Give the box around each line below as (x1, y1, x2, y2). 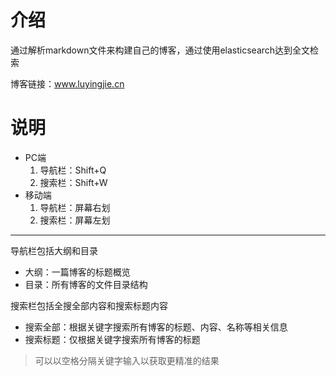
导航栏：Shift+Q (39, 164, 107, 176)
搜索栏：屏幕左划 (39, 214, 111, 226)
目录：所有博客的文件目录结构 (24, 278, 148, 290)
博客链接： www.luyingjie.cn (10, 77, 125, 90)
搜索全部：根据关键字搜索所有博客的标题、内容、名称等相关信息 (24, 321, 288, 333)
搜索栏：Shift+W (39, 176, 108, 188)
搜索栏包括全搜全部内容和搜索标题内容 (10, 299, 168, 311)
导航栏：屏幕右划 (39, 201, 111, 213)
